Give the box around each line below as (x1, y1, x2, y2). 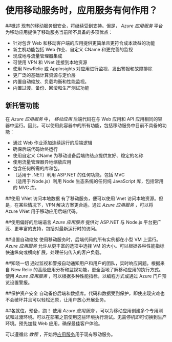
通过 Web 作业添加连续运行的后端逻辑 (12, 139, 93, 146)
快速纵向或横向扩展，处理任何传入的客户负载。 (5, 249, 104, 255)
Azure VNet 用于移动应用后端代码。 (5, 208, 80, 214)
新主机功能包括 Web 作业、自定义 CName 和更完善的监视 (12, 46, 133, 52)
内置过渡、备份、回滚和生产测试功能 (12, 85, 90, 91)
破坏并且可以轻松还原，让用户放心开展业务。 (14, 296, 109, 303)
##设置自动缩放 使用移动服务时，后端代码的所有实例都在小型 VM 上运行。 (5, 236, 161, 243)
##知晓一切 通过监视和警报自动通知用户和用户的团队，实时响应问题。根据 (5, 260, 160, 266)
